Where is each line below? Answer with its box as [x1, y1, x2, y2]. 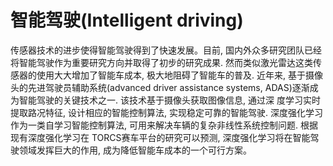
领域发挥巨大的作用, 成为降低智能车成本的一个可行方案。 [18, 144, 252, 156]
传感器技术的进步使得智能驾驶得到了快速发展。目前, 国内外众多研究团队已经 [10, 44, 322, 56]
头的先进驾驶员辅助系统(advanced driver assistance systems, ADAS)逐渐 [10, 81, 310, 93]
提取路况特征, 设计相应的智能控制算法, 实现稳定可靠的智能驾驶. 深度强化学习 [10, 106, 323, 118]
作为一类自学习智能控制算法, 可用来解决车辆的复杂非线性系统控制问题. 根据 [10, 119, 318, 131]
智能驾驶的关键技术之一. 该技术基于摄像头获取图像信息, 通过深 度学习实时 [18, 94, 321, 106]
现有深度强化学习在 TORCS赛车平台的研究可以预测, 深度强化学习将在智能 [10, 131, 311, 143]
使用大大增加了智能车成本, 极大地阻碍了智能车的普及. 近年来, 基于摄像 [36, 69, 323, 81]
